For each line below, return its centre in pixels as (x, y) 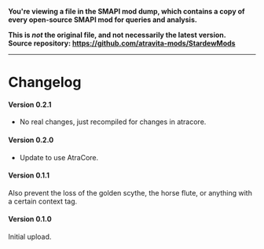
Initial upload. (30, 236)
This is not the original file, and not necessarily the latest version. (117, 35)
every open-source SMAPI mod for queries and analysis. (103, 20)
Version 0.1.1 (29, 175)
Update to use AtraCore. (59, 157)
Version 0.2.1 (30, 104)
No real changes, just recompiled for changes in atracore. (113, 122)
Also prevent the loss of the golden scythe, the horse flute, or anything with (130, 192)
